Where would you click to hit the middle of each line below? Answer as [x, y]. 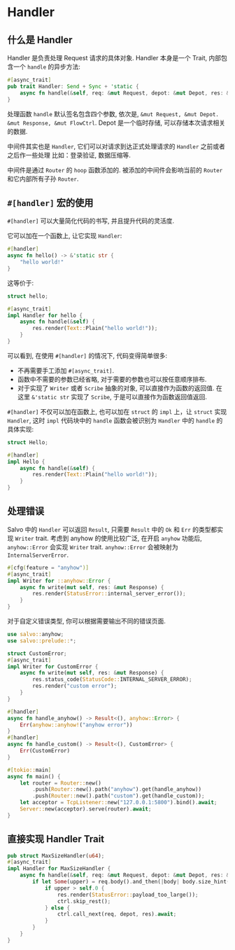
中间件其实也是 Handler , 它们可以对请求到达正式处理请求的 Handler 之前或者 [116, 146]
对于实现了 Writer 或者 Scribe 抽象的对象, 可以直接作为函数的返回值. [116, 388]
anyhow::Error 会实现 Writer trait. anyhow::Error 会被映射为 [93, 546]
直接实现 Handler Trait [56, 839]
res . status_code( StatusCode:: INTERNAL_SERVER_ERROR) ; [112, 680]
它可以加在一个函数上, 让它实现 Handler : [65, 236]
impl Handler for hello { [45, 315]
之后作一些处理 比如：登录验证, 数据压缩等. [69, 155]
